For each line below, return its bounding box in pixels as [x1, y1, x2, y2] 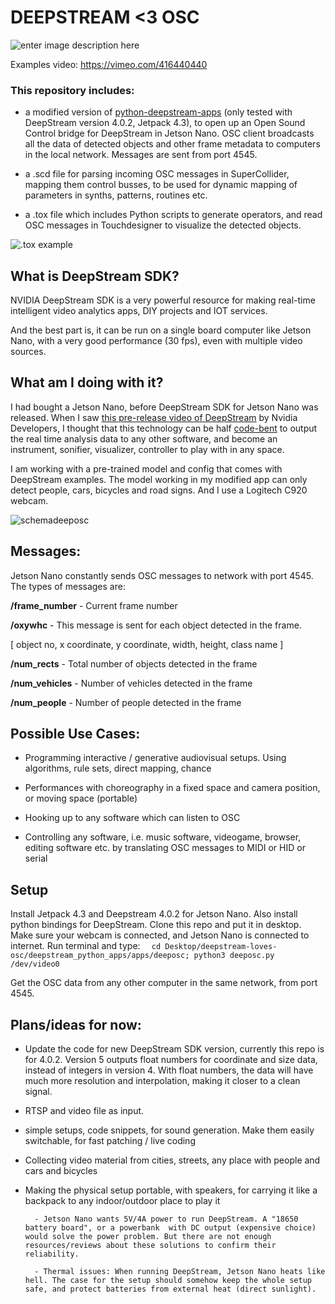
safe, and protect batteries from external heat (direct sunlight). [24, 1284, 317, 1295]
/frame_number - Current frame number [10, 599, 178, 611]
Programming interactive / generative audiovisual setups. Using [24, 752, 287, 764]
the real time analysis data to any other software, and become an [10, 432, 278, 445]
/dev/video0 [10, 959, 60, 970]
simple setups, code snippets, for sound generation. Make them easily [24, 1124, 315, 1136]
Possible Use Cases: [10, 726, 141, 743]
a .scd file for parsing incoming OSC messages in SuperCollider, [24, 168, 290, 180]
